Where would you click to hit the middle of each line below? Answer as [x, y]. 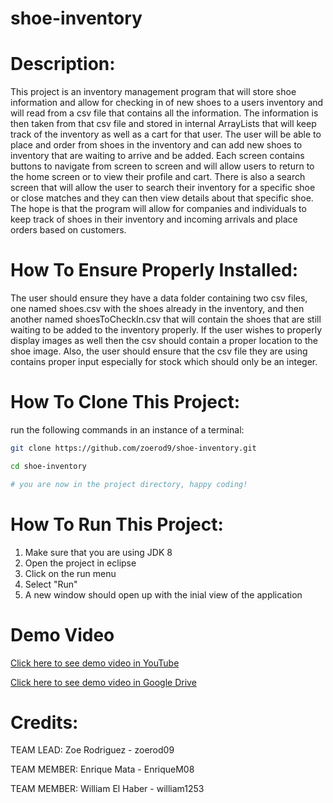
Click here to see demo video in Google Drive [103, 682]
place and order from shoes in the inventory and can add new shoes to [156, 145]
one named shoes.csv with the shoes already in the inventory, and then [157, 309]
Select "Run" [51, 584]
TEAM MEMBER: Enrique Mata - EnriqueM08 [102, 769]
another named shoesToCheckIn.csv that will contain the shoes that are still [166, 319]
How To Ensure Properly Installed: [154, 270]
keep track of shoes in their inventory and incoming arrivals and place [154, 219]
